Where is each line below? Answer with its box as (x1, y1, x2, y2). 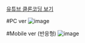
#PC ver (6, 18, 27, 24)
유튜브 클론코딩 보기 (6, 5, 53, 12)
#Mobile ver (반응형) (6, 30, 56, 37)
